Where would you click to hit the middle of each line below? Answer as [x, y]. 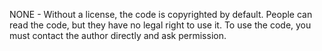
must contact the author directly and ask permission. [118, 35]
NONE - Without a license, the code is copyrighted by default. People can [161, 14]
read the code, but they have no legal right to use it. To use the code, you [160, 25]
